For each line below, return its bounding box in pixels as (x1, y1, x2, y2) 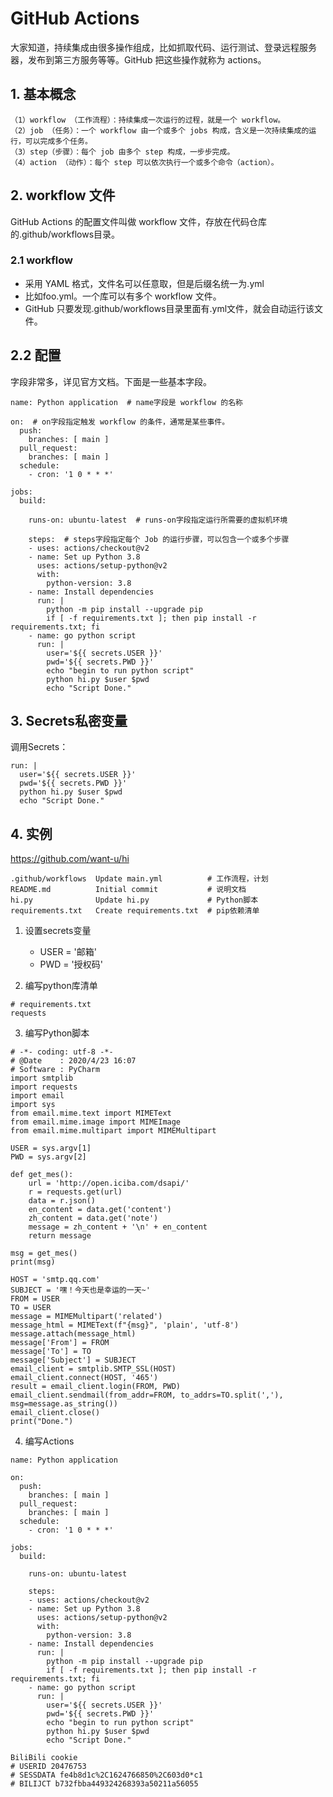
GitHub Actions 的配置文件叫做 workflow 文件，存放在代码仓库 (10, 215, 268, 227)
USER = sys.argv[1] (10, 1143, 92, 1154)
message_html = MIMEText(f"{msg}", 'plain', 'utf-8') (10, 1320, 240, 1331)
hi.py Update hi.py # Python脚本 (10, 895, 259, 906)
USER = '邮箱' (39, 946, 97, 958)
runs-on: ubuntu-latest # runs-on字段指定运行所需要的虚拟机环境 (28, 515, 288, 525)
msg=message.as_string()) (10, 1399, 118, 1409)
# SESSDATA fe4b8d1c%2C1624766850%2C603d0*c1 (10, 1770, 203, 1781)
